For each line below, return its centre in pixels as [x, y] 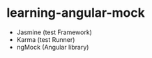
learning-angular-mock [76, 13]
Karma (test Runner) [46, 39]
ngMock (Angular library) [53, 47]
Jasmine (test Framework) [54, 32]
